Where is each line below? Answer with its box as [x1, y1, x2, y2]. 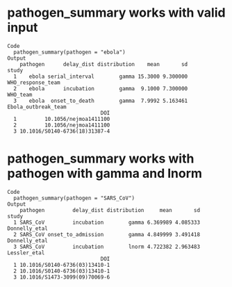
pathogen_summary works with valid [7, 5, 226, 21]
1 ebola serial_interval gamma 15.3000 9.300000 [13, 73, 188, 80]
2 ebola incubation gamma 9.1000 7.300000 [13, 85, 188, 92]
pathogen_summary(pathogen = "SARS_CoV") [13, 195, 135, 202]
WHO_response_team [7, 79, 60, 86]
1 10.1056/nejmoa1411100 [13, 115, 110, 122]
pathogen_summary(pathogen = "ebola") [13, 49, 126, 56]
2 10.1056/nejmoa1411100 [13, 122, 110, 129]
